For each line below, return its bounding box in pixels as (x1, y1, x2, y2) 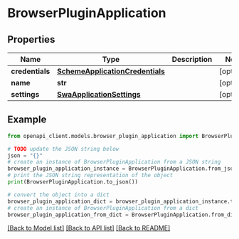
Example (7, 114, 47, 126)
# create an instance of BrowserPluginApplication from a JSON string (7, 159, 221, 166)
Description (171, 55, 213, 64)
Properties (7, 33, 55, 46)
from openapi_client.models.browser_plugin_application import (7, 132, 199, 139)
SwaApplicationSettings (56, 90, 141, 99)
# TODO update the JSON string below (7, 145, 119, 152)
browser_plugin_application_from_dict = (7, 211, 129, 218)
